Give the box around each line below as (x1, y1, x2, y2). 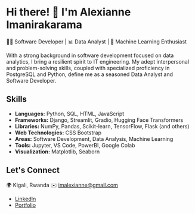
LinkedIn (14, 195, 36, 202)
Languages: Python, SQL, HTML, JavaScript (14, 110, 125, 117)
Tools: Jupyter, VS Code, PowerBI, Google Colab (14, 141, 135, 149)
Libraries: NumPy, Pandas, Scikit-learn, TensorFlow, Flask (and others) (14, 122, 190, 130)
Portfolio (14, 202, 36, 209)
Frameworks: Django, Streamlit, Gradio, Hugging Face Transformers (14, 116, 184, 124)
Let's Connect (6, 165, 60, 175)
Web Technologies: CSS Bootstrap (14, 129, 101, 136)
